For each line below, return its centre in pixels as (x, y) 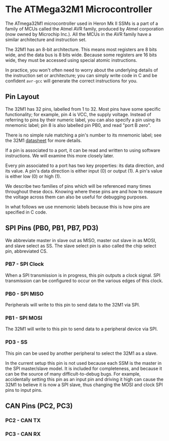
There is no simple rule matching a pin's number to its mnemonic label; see (83, 135)
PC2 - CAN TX (23, 421)
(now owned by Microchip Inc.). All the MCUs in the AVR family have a (78, 34)
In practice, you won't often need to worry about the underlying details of (82, 70)
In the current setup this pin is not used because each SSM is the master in (83, 363)
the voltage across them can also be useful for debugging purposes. (77, 197)
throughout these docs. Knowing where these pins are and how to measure (84, 191)
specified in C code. (26, 212)
